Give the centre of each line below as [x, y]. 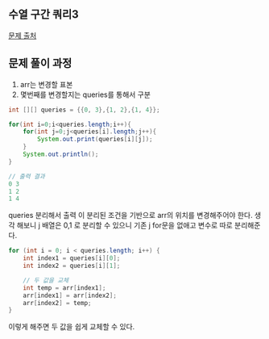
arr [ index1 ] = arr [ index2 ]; [70, 295]
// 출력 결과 [27, 176]
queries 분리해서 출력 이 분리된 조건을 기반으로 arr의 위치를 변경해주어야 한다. [130, 216]
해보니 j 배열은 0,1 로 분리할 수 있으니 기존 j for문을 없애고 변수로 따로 [125, 225]
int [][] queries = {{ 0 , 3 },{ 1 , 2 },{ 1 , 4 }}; [84, 110]
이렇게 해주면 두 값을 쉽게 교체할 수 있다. [72, 327]
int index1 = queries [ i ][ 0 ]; [72, 258]
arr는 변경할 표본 [46, 84]
